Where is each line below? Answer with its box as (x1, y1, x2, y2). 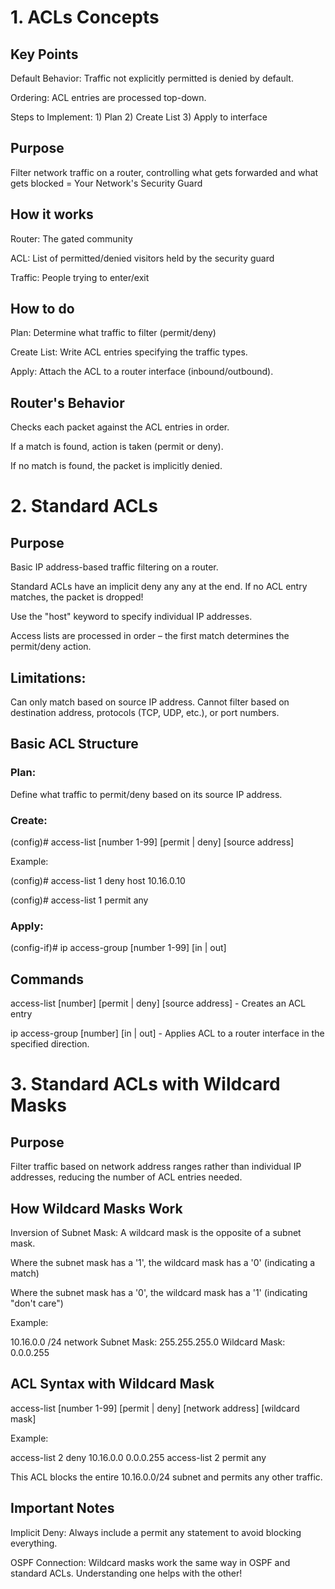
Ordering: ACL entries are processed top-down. (10, 92, 207, 103)
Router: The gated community (10, 232, 133, 245)
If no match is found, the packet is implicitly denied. (10, 460, 223, 472)
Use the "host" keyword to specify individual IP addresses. (10, 611, 253, 623)
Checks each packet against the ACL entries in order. (10, 421, 230, 433)
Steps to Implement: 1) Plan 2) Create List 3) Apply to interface (10, 111, 268, 123)
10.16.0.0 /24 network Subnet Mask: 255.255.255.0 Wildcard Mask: (10, 1336, 286, 1348)
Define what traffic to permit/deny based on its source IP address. (10, 788, 283, 800)
